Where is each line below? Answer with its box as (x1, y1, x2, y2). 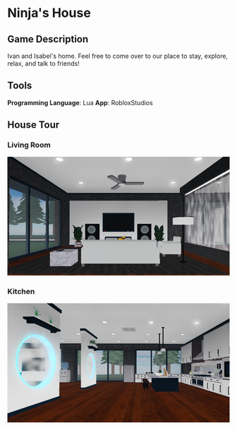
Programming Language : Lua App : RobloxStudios (7, 98, 153, 107)
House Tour (7, 119, 60, 131)
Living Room (7, 140, 51, 150)
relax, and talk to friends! (7, 59, 80, 68)
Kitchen (7, 287, 35, 297)
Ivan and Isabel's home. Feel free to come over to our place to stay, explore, (7, 52, 228, 60)
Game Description (7, 33, 89, 45)
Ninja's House (7, 5, 92, 21)
